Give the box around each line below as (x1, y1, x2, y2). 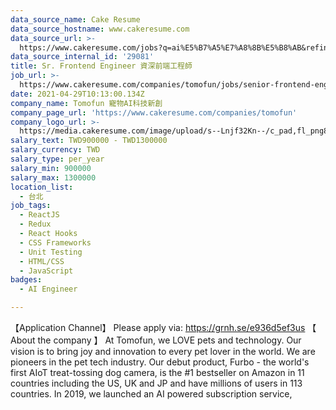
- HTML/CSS (19, 256, 65, 266)
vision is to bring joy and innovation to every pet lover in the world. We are (10, 346, 316, 357)
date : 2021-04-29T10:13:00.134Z (10, 89, 145, 99)
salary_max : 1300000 (10, 172, 97, 183)
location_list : (10, 182, 74, 192)
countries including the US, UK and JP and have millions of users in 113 (10, 377, 303, 389)
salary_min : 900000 (10, 163, 92, 173)
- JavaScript (19, 266, 74, 276)
